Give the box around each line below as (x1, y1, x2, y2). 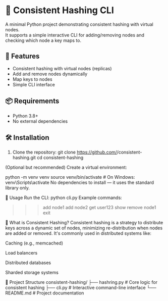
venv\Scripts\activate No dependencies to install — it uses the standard (5, 179, 154, 186)
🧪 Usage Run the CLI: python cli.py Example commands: (5, 194, 122, 201)
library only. (5, 185, 30, 191)
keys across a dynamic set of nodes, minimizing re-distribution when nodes (5, 225, 163, 231)
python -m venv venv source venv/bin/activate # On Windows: (5, 174, 135, 180)
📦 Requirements (5, 97, 60, 106)
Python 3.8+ (12, 113, 39, 119)
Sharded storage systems (5, 270, 59, 276)
